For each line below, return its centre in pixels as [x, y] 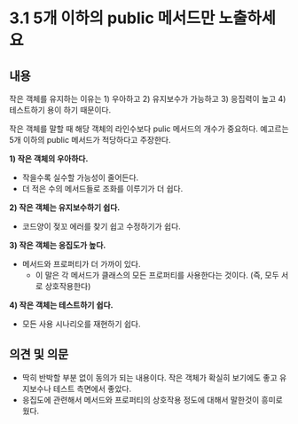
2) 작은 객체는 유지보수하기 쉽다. [65, 208]
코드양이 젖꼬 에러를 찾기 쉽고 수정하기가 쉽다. [102, 226]
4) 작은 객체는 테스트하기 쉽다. [61, 305]
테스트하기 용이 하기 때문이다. [60, 110]
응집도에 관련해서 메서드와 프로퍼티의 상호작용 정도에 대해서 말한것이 [141, 399]
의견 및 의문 [39, 354]
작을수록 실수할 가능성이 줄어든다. [80, 177]
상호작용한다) [68, 286]
